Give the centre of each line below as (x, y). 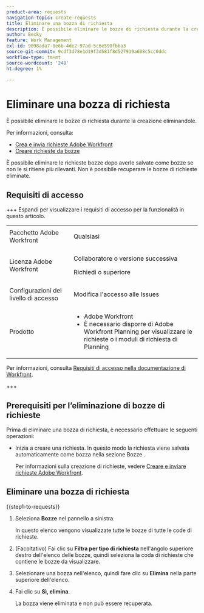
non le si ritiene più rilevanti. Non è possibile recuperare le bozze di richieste (102, 169)
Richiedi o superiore (102, 272)
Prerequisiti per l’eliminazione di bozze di (86, 406)
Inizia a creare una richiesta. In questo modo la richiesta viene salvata (102, 448)
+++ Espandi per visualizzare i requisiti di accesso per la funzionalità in (95, 210)
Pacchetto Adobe (34, 233)
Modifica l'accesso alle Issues (117, 294)
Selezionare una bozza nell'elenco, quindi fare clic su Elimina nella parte (106, 573)
